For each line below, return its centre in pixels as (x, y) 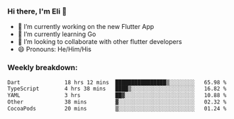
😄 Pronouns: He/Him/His (55, 50)
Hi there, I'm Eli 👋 (37, 11)
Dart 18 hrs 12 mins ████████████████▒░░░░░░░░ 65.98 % (117, 82)
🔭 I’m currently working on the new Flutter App (86, 27)
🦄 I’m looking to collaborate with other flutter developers (100, 42)
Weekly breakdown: (43, 68)
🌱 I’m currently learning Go (57, 34)
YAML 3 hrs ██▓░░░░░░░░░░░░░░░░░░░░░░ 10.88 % (117, 96)
